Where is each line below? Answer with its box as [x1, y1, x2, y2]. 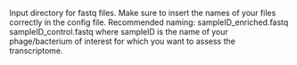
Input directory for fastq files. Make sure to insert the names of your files [9, 8, 276, 18]
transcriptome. [9, 45, 64, 56]
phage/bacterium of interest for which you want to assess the [9, 36, 236, 46]
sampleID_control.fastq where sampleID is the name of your [9, 27, 229, 37]
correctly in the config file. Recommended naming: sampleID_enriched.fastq [9, 17, 289, 28]
